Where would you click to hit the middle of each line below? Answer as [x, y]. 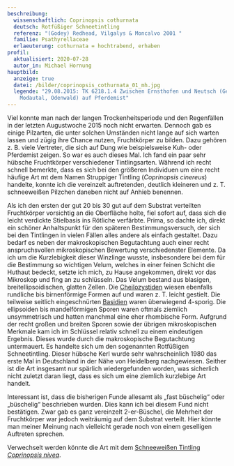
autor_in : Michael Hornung [53, 66]
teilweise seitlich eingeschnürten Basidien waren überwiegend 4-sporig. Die [117, 302]
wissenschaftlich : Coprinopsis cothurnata [76, 20]
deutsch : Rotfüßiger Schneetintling [67, 27]
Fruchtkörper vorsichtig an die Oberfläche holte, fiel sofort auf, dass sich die [117, 213]
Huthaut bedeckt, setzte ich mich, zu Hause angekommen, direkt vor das [112, 272]
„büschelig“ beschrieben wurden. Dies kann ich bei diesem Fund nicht [108, 404]
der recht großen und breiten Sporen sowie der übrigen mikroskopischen [112, 324]
